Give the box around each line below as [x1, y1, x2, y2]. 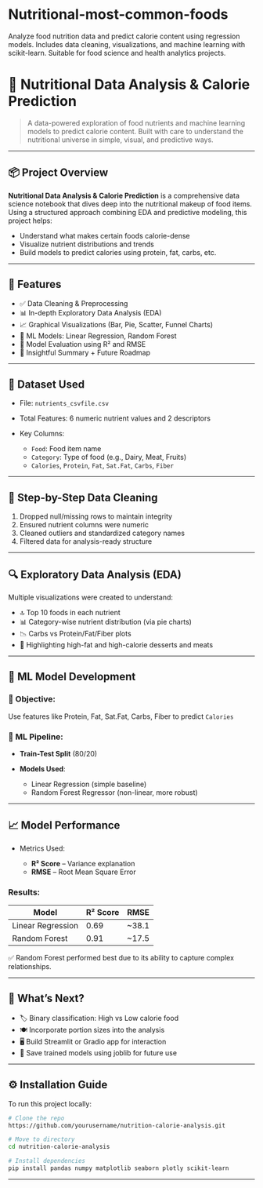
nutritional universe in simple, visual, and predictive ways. [27, 135, 214, 144]
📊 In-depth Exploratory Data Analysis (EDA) [19, 308, 162, 317]
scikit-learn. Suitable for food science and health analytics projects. [8, 48, 226, 57]
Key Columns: [19, 429, 65, 439]
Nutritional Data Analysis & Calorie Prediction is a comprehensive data [8, 191, 240, 200]
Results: [8, 887, 41, 898]
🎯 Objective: [8, 694, 56, 705]
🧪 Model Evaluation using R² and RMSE [19, 339, 146, 348]
